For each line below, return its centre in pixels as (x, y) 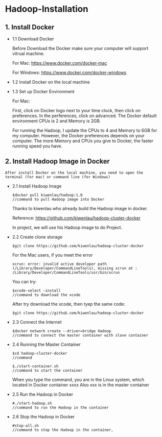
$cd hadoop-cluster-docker (40, 353)
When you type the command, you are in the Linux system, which (78, 379)
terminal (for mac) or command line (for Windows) (58, 177)
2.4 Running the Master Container (46, 344)
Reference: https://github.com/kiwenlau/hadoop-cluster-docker (76, 218)
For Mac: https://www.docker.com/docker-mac (59, 63)
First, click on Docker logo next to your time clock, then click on (76, 110)
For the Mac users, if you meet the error (52, 255)
